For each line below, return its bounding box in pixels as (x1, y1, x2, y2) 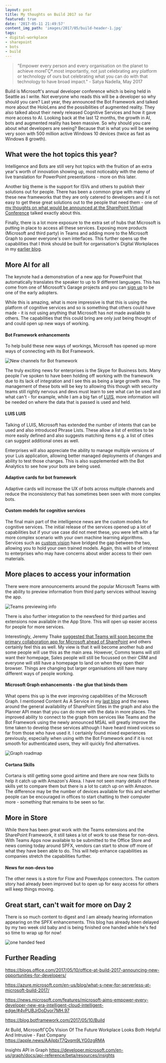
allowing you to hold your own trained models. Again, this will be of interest (5, 545, 159, 551)
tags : (5, 30, 16, 35)
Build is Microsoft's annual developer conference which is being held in (5, 88, 151, 94)
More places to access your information (5, 570, 131, 579)
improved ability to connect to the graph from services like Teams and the (5, 714, 156, 720)
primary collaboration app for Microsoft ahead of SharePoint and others (5, 638, 152, 645)
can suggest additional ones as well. (5, 438, 79, 444)
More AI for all (5, 260, 50, 269)
